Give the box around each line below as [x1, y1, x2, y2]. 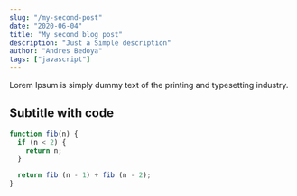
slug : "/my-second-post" [9, 13, 103, 22]
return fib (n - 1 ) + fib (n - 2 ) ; [17, 171, 152, 180]
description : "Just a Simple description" [9, 38, 172, 48]
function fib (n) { [9, 129, 79, 138]
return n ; [25, 146, 63, 156]
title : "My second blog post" [9, 30, 124, 39]
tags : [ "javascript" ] [9, 55, 91, 64]
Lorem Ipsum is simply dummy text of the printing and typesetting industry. [9, 80, 289, 90]
